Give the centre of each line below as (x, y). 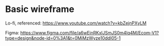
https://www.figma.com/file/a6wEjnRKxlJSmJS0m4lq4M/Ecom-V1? (89, 32)
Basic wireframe (40, 9)
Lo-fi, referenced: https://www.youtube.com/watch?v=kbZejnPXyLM (76, 23)
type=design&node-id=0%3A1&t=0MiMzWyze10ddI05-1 (63, 38)
